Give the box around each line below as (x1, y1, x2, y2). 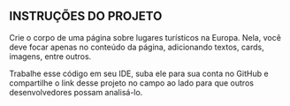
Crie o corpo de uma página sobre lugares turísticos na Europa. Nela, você (9, 32, 281, 42)
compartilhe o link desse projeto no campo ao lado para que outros (9, 77, 255, 88)
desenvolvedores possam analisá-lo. (9, 87, 143, 97)
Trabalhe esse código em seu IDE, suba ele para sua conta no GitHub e (9, 68, 269, 79)
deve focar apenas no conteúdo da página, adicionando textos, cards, (9, 42, 265, 52)
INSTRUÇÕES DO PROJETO (9, 9, 163, 24)
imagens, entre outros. (9, 50, 92, 62)
